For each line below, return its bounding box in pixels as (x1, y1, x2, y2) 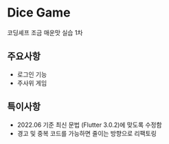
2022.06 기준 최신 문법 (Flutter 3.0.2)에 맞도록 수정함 (16, 121, 163, 129)
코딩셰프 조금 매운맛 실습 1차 (7, 28, 84, 37)
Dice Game (7, 5, 71, 21)
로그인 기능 (16, 70, 47, 79)
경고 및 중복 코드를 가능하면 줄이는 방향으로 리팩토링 (16, 129, 157, 137)
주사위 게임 (16, 79, 47, 87)
